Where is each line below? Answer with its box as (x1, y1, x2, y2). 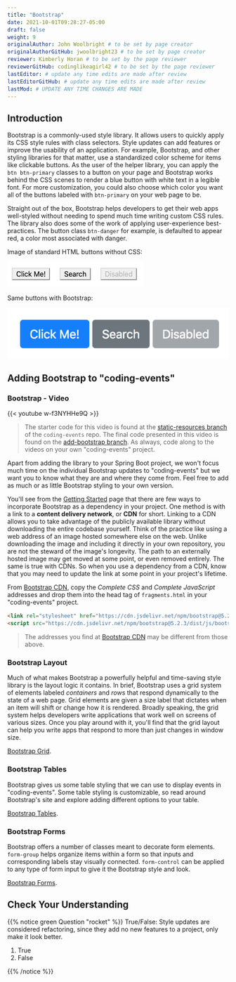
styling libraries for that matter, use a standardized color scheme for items (7, 153, 221, 162)
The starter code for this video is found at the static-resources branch (24, 423, 228, 431)
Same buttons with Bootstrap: (7, 294, 93, 302)
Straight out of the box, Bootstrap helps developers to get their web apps (7, 204, 219, 213)
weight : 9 (7, 34, 37, 41)
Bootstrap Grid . (7, 747, 51, 755)
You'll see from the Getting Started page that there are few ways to (7, 495, 202, 504)
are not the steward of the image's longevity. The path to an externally (7, 547, 211, 556)
